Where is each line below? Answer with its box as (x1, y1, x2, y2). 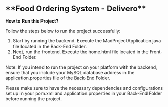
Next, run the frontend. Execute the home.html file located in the (12, 49, 149, 55)
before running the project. (5, 95, 62, 102)
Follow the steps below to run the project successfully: (5, 28, 121, 34)
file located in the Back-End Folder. (12, 43, 87, 49)
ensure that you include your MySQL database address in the (5, 69, 135, 75)
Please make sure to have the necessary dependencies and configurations (5, 84, 163, 91)
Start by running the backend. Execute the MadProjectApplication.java (12, 37, 161, 44)
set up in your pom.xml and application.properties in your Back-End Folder (5, 90, 162, 96)
